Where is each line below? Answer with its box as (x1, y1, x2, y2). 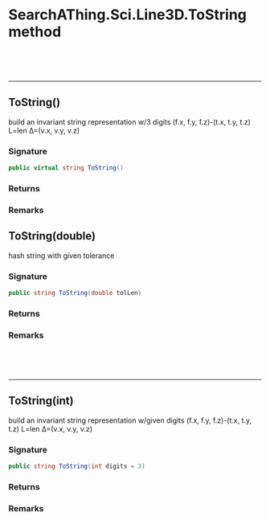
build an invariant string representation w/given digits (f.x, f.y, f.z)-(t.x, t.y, (8, 416, 252, 425)
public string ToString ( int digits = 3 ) (8, 462, 146, 471)
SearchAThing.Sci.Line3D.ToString (8, 6, 247, 24)
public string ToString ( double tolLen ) (8, 289, 142, 297)
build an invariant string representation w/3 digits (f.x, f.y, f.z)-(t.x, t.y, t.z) (8, 117, 252, 126)
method (8, 23, 62, 41)
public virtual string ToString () (8, 164, 125, 172)
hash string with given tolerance (8, 251, 115, 260)
